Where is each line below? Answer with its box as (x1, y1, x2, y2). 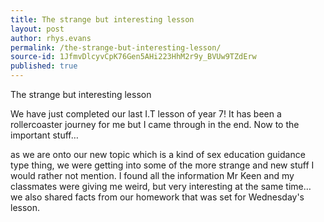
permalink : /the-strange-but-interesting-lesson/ (10, 42, 222, 53)
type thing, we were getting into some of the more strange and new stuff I (10, 159, 315, 171)
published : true (10, 61, 78, 71)
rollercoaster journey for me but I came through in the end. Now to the (10, 119, 300, 130)
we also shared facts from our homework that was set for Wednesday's (10, 191, 305, 203)
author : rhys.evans (10, 33, 92, 43)
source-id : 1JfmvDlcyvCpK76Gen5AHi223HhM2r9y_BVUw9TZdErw (10, 52, 257, 62)
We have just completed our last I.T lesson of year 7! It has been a (10, 108, 282, 120)
